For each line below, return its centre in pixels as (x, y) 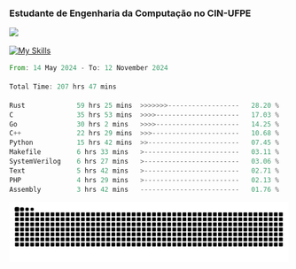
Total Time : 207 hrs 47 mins (63, 87)
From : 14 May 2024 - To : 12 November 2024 (89, 68)
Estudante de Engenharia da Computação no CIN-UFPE (130, 13)
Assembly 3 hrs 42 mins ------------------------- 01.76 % (144, 189)
